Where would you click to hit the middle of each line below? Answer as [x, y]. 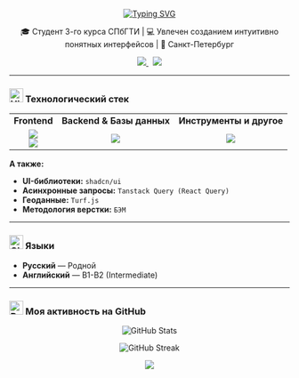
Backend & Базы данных [116, 121]
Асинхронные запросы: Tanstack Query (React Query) [125, 190]
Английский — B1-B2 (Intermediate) [90, 275]
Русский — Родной [59, 265]
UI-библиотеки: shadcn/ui [72, 181]
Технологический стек [77, 99]
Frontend [33, 121]
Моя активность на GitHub [86, 311]
